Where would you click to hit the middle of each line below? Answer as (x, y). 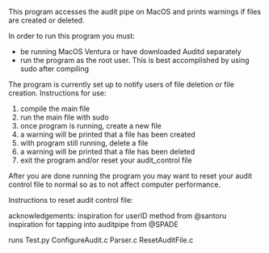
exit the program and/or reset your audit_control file (106, 160)
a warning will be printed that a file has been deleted (107, 152)
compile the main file (55, 109)
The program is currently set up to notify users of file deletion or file (121, 84)
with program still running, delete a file (84, 143)
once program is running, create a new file (90, 126)
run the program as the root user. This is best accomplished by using (134, 60)
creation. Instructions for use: (57, 93)
